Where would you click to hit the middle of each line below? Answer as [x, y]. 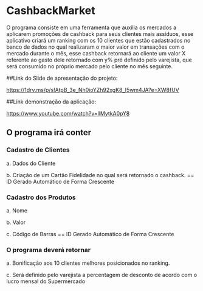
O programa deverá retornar [49, 250]
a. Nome [17, 210]
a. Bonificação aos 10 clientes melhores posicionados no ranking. [88, 263]
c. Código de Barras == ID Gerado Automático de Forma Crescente [90, 234]
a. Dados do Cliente [31, 163]
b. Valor [16, 222]
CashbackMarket [51, 11]
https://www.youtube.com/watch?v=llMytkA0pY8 [68, 113]
